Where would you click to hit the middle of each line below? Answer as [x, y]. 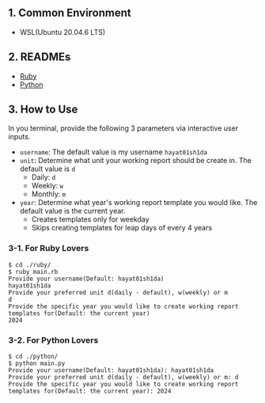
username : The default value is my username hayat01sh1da [114, 152]
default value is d [47, 169]
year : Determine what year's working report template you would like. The [138, 203]
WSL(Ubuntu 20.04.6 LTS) [62, 32]
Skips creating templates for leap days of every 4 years [121, 228]
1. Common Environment [70, 13]
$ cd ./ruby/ [30, 264]
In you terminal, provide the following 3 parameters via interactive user [123, 128]
